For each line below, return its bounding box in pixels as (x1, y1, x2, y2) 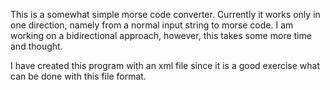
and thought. (10, 40, 63, 52)
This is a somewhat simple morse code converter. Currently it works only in (10, 9, 321, 20)
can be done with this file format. (10, 70, 147, 82)
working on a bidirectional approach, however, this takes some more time (10, 30, 312, 41)
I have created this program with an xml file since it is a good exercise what (10, 60, 321, 71)
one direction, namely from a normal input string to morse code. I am (10, 19, 294, 31)
